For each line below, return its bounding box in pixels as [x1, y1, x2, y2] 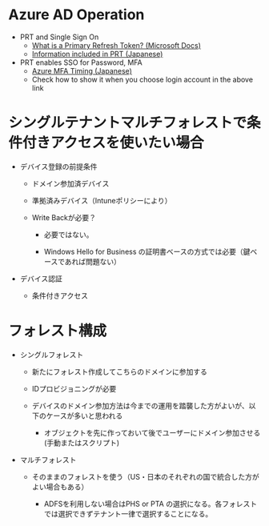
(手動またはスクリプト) [43, 438, 120, 448]
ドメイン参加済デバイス [31, 179, 110, 188]
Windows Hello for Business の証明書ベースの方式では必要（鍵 [43, 247, 251, 256]
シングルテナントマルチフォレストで [8, 114, 247, 132]
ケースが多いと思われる [46, 411, 123, 420]
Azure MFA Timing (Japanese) [31, 66, 132, 75]
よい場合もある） [31, 482, 89, 492]
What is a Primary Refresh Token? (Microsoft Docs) [31, 40, 202, 50]
